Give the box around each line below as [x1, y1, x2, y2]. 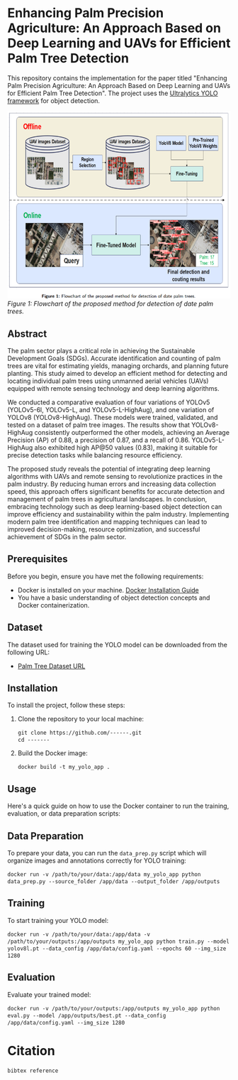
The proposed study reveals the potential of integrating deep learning [7, 465, 210, 473]
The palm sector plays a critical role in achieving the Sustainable [7, 347, 195, 355]
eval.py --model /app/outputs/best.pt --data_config [7, 1012, 166, 1019]
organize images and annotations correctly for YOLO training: [7, 856, 186, 865]
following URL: [7, 648, 50, 657]
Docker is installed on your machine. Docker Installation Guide [17, 585, 200, 594]
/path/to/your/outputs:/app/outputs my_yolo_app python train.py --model [7, 938, 230, 945]
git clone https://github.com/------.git [17, 730, 142, 737]
